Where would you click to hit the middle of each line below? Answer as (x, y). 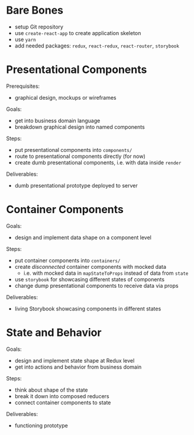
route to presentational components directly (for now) (80, 156)
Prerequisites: (23, 86)
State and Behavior (54, 332)
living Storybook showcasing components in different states (88, 309)
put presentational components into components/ (73, 150)
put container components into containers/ (67, 260)
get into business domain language (57, 120)
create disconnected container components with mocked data (90, 266)
